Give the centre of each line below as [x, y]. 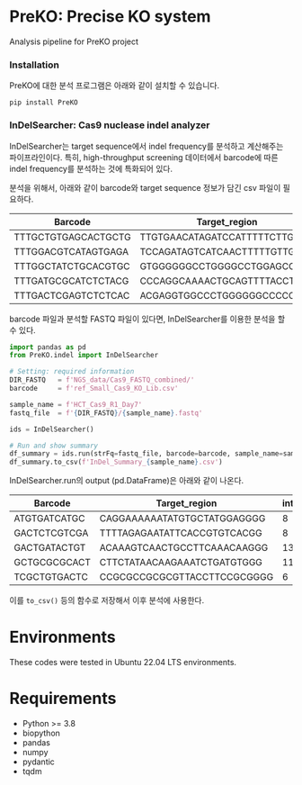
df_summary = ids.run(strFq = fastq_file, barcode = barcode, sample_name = [146, 454]
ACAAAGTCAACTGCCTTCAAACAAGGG [184, 548]
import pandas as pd [48, 347]
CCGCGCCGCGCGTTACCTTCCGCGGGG [187, 577]
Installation [35, 65]
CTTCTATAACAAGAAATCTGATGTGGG [181, 563]
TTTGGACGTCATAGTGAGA [71, 251]
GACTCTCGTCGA [51, 533]
